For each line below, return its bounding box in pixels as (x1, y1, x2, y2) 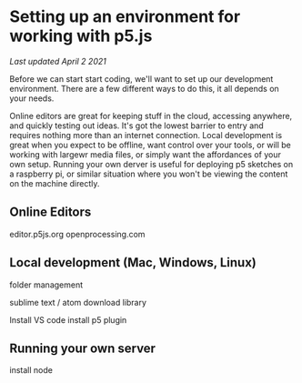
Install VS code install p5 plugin (9, 314, 127, 325)
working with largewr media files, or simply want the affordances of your (9, 148, 282, 160)
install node (9, 365, 53, 376)
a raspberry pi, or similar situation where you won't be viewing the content (9, 168, 288, 179)
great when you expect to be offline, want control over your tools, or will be (9, 139, 291, 150)
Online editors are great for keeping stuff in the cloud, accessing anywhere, (9, 110, 293, 121)
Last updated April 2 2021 (9, 55, 106, 66)
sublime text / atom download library (9, 297, 147, 307)
